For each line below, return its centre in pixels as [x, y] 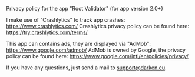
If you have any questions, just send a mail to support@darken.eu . [86, 68]
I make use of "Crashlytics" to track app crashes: [66, 20]
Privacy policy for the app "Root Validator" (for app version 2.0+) [85, 9]
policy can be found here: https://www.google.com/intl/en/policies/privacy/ [97, 56]
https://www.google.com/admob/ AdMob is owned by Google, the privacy [96, 50]
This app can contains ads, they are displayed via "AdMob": [79, 44]
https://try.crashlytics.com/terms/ [47, 32]
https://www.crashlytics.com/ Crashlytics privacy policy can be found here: [98, 26]
